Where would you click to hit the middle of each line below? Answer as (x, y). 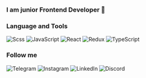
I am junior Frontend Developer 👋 (56, 10)
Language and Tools (37, 26)
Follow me (22, 55)
